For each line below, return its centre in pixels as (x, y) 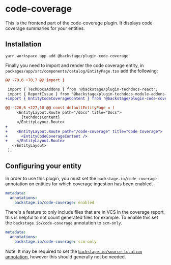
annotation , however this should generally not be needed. (66, 257)
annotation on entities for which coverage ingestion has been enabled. (79, 184)
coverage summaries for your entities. (45, 28)
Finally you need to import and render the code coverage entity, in (75, 65)
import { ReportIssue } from (38, 94)
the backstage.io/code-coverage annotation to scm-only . (64, 223)
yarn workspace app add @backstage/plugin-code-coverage (67, 56)
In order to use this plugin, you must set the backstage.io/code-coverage (81, 178)
